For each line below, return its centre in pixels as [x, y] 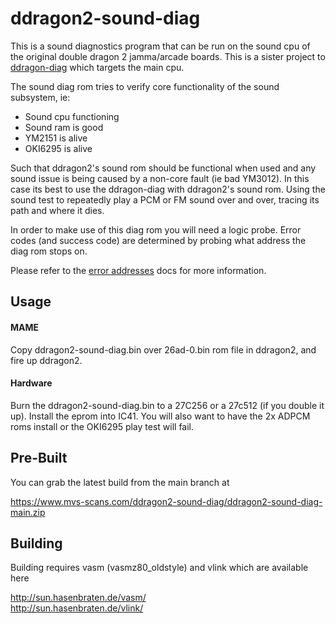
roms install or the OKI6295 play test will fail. [102, 426]
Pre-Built [39, 458]
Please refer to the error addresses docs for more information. [138, 270]
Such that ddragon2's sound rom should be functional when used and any [163, 168]
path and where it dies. [57, 210]
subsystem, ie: [40, 97]
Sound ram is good [64, 127]
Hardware [31, 383]
